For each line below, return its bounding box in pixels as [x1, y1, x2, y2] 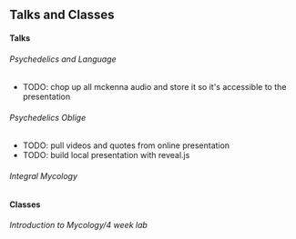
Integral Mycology [9, 170, 78, 181]
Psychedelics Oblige [9, 112, 87, 123]
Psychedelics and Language [9, 54, 117, 65]
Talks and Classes [9, 7, 115, 23]
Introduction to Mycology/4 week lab [9, 220, 148, 231]
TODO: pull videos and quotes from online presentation [22, 140, 230, 151]
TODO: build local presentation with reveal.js [22, 150, 190, 161]
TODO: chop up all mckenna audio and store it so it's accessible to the [22, 82, 287, 93]
